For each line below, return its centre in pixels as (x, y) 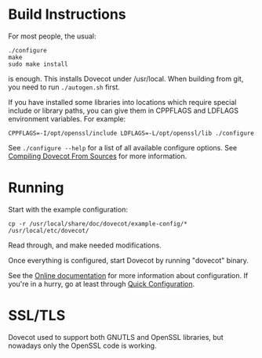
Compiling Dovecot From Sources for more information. (98, 156)
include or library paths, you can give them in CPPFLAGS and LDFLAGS (124, 110)
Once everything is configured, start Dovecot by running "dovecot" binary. (129, 260)
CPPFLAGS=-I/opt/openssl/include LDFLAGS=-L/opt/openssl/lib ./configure (131, 133)
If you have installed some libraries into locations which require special (122, 102)
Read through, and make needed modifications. (85, 245)
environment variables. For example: (67, 118)
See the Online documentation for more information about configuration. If (128, 275)
